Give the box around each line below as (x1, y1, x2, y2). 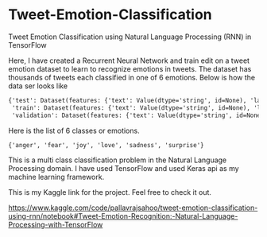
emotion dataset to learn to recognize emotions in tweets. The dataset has (8, 64, 252, 73)
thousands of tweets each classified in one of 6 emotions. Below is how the (8, 72, 256, 82)
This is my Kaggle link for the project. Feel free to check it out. (8, 188, 212, 197)
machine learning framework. (8, 173, 105, 182)
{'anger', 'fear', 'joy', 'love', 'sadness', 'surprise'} (8, 141, 204, 149)
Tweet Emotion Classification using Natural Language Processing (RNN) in (8, 32, 252, 41)
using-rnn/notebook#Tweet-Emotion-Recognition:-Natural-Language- (8, 212, 238, 221)
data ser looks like (8, 81, 68, 91)
